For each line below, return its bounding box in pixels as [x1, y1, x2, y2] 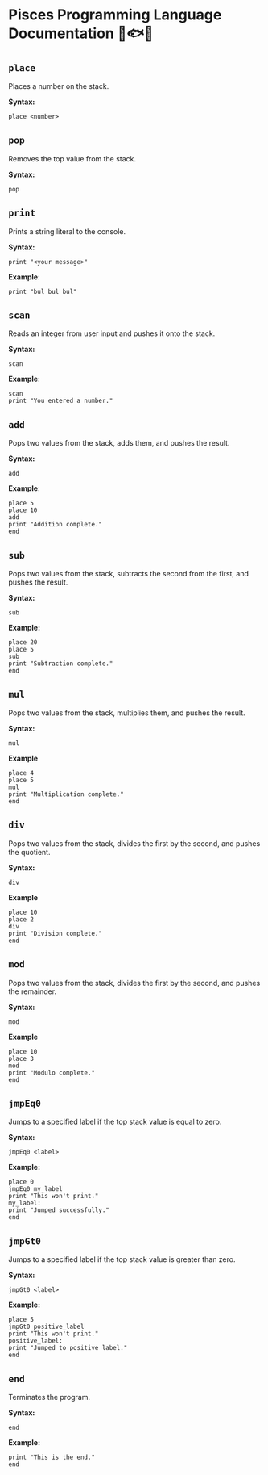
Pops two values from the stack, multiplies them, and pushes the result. [8, 708, 245, 718]
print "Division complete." [8, 929, 103, 937]
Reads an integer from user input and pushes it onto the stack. [8, 329, 216, 338]
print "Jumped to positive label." [8, 1344, 128, 1352]
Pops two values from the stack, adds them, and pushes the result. [8, 438, 230, 448]
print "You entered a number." [8, 397, 113, 405]
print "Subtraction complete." [8, 660, 113, 668]
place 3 [8, 1054, 35, 1062]
